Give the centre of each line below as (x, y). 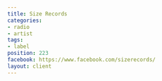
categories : (25, 20)
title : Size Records (38, 14)
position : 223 (28, 54)
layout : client (30, 66)
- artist (20, 33)
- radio (19, 27)
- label (19, 46)
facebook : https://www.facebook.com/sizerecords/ (82, 60)
